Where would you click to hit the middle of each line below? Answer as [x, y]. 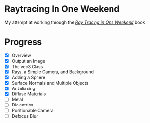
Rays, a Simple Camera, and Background [52, 72]
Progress [23, 42]
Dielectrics [22, 105]
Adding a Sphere [28, 78]
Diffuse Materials [29, 94]
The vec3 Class [27, 66]
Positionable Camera [33, 110]
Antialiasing [23, 88]
